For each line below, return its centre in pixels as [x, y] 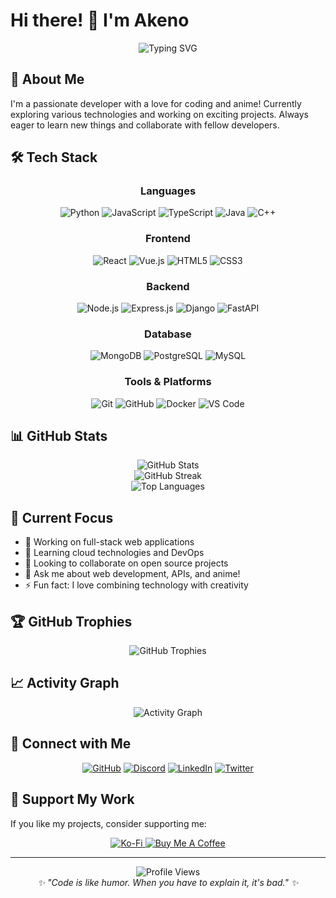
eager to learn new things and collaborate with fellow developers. [145, 125]
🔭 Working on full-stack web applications [109, 542]
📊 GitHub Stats [59, 436]
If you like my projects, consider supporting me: [108, 823]
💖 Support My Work [72, 799]
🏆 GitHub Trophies [71, 621]
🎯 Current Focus [62, 517]
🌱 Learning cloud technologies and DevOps [114, 553]
